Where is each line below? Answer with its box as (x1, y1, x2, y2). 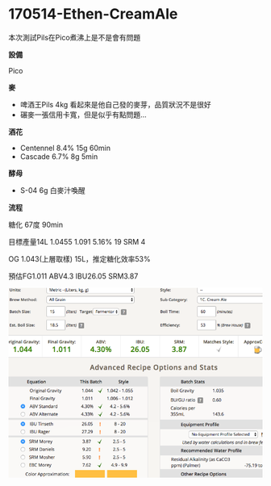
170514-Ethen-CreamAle (8, 5, 178, 23)
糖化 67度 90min (8, 220, 63, 229)
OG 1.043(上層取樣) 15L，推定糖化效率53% (8, 253, 151, 263)
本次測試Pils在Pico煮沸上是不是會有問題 (8, 32, 141, 42)
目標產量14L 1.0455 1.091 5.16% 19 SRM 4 (8, 237, 146, 246)
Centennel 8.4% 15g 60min (19, 143, 111, 153)
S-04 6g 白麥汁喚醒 (19, 185, 86, 195)
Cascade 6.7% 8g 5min (19, 151, 98, 161)
